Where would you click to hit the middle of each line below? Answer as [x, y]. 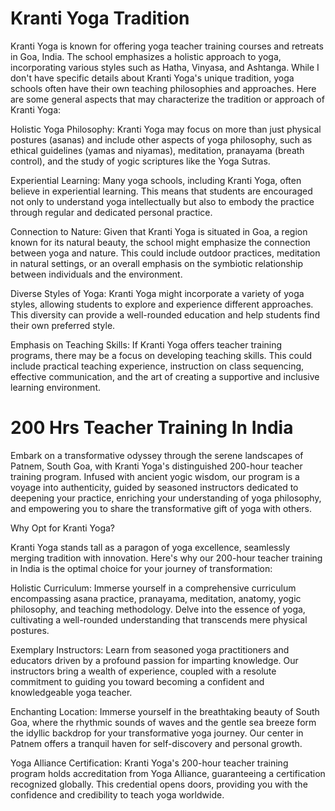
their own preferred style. [63, 325]
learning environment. [55, 387]
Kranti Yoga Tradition [100, 18]
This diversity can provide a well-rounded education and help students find [165, 314]
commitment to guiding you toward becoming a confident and [137, 681]
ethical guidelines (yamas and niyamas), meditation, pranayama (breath [157, 150]
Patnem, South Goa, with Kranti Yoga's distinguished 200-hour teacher [156, 466]
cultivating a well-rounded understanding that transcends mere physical [159, 619]
